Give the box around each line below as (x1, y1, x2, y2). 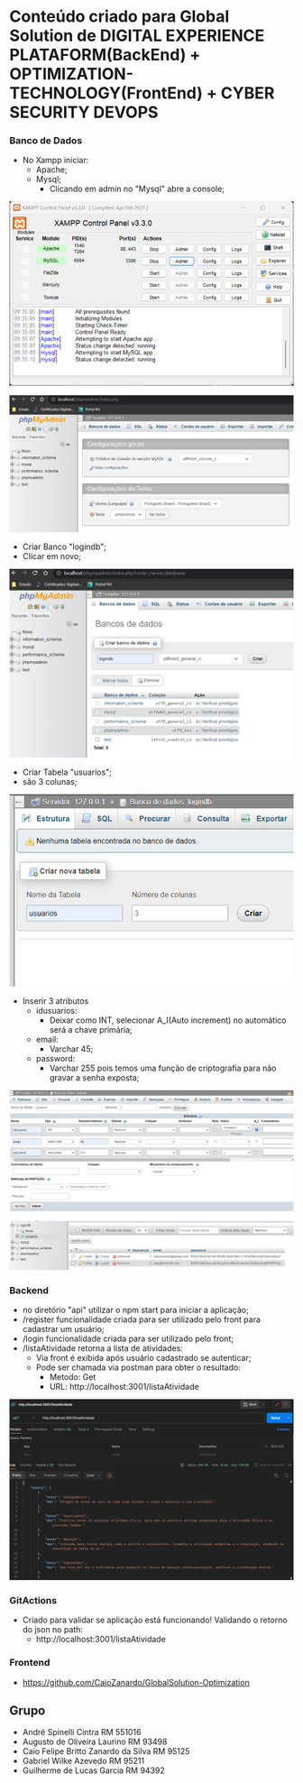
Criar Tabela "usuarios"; (22, 767, 113, 777)
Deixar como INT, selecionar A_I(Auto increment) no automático (49, 1015, 287, 1025)
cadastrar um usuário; (22, 1324, 106, 1335)
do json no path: (22, 1624, 84, 1635)
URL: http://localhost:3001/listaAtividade (49, 1382, 200, 1392)
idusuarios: (35, 1005, 78, 1016)
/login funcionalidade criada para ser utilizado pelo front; (22, 1333, 234, 1345)
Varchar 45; (49, 1043, 94, 1054)
